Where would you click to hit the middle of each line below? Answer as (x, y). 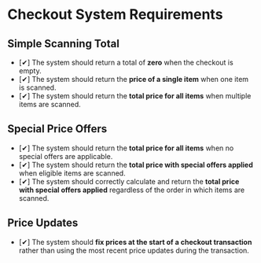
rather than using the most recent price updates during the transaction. (134, 250)
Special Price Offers (57, 129)
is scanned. (37, 87)
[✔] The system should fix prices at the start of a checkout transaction (135, 242)
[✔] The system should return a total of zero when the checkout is (126, 62)
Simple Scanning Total (63, 44)
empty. (30, 71)
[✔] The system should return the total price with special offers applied (136, 165)
